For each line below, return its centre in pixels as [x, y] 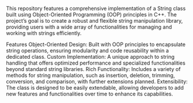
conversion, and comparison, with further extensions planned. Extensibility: [97, 81]
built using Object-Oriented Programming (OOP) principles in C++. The [92, 15]
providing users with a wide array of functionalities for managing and [89, 27]
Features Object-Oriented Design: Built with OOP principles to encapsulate [96, 44]
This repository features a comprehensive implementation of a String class [96, 8]
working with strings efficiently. [44, 33]
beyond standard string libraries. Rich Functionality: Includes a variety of [94, 69]
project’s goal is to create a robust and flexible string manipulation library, [94, 21]
